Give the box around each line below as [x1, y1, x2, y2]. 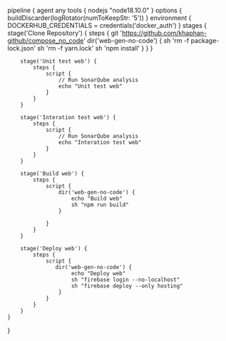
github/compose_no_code [7, 36, 84, 45]
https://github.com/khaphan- [121, 29, 207, 37]
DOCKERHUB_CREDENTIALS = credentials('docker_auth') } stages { [7, 21, 207, 29]
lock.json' [7, 44, 36, 52]
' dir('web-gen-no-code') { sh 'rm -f [83, 36, 190, 45]
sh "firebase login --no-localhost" [71, 276, 180, 283]
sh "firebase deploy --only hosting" [71, 283, 183, 290]
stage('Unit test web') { [20, 58, 98, 65]
